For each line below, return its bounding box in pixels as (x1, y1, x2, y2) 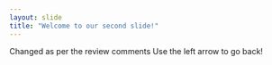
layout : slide (9, 12, 63, 22)
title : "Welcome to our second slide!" (9, 21, 159, 30)
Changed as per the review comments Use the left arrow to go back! (9, 45, 264, 56)
